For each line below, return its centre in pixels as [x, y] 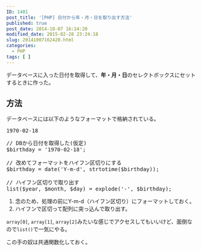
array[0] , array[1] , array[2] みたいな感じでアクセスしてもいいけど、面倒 [97, 222]
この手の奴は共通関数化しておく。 [49, 242]
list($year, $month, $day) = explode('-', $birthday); [89, 189]
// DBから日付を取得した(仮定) [47, 143]
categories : [21, 46]
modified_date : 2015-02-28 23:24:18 [52, 34]
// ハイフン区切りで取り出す [43, 183]
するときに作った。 [30, 82]
